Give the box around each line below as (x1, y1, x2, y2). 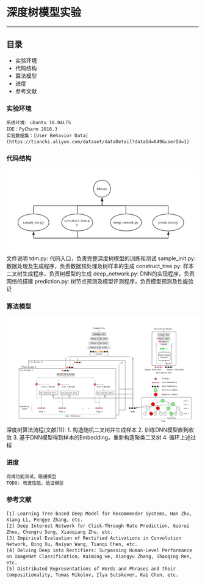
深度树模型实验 (6, 6, 82, 20)
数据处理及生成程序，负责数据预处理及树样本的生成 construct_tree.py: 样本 (6, 262, 194, 269)
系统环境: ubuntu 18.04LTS (6, 120, 71, 126)
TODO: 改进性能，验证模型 (6, 480, 64, 487)
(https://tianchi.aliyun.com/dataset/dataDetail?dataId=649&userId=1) (6, 139, 190, 145)
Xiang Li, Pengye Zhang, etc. (6, 517, 84, 523)
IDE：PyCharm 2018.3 (6, 126, 58, 132)
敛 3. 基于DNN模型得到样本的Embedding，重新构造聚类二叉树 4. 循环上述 (6, 434, 191, 441)
